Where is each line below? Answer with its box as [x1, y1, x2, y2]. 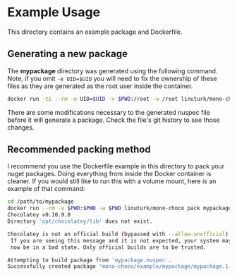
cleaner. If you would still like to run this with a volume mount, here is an [7, 177, 217, 185]
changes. [7, 123, 35, 131]
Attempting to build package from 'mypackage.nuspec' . [7, 257, 172, 264]
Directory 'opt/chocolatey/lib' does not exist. [7, 218, 153, 226]
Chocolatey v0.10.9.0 [7, 211, 71, 218]
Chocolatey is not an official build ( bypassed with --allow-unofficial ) [7, 230, 229, 238]
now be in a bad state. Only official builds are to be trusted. [10, 244, 207, 251]
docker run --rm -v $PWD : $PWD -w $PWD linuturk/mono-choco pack [7, 205, 200, 212]
